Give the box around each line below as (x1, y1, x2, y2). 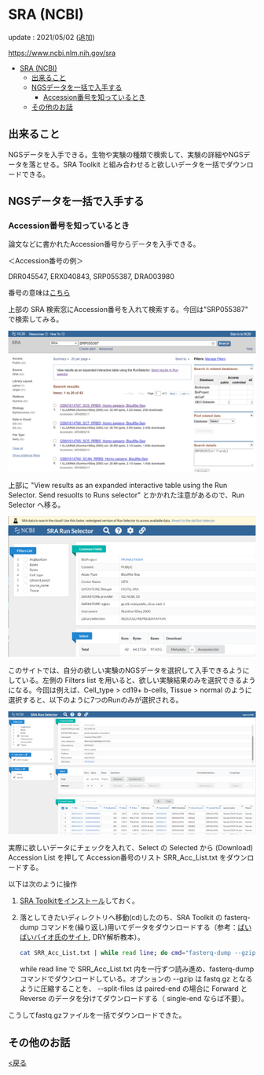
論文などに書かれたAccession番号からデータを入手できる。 (8, 240, 200, 249)
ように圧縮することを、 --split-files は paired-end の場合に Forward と (19, 984, 247, 993)
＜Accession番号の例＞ (8, 256, 84, 266)
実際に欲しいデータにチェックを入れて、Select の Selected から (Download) (8, 843, 254, 853)
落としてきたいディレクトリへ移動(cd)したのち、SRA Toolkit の (19, 913, 223, 923)
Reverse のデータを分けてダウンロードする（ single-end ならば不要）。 (19, 994, 249, 1003)
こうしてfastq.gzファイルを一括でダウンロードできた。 (8, 1011, 186, 1020)
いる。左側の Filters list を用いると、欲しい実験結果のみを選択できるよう (21, 675, 256, 684)
